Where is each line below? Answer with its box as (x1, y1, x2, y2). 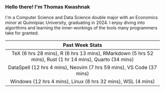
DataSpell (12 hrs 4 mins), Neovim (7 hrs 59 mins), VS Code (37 (8, 64, 157, 71)
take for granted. (5, 30, 39, 36)
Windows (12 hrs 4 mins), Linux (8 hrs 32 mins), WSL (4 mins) (10, 78, 155, 85)
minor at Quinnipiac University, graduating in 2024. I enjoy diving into (5, 20, 145, 25)
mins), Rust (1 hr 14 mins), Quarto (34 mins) (31, 56, 134, 63)
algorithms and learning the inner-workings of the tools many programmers (5, 25, 158, 31)
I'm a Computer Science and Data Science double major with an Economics (5, 15, 158, 21)
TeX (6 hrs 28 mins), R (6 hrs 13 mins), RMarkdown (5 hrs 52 (11, 50, 154, 57)
